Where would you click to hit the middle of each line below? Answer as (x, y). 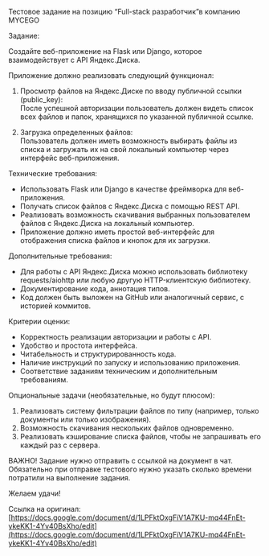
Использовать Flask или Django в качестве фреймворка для (123, 189)
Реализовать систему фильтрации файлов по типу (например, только (139, 411)
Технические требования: (53, 173)
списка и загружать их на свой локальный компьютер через (124, 149)
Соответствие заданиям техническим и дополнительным (119, 371)
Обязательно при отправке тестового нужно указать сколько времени (130, 469)
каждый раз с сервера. (60, 445)
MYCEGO (24, 20)
